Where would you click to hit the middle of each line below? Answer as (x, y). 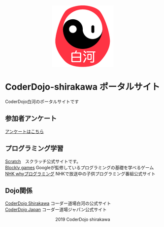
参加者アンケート (31, 119)
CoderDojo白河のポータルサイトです (42, 101)
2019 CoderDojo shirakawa (83, 220)
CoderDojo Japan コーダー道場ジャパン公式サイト (56, 210)
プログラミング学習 (34, 149)
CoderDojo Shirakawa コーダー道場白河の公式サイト (58, 203)
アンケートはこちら (25, 131)
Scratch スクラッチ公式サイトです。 (43, 161)
